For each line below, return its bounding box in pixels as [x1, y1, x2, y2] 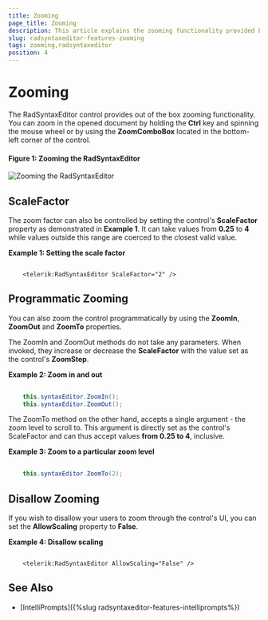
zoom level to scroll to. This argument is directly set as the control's [8, 423, 231, 432]
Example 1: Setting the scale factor [8, 248, 126, 257]
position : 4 [8, 49, 48, 57]
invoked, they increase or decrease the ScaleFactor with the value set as [8, 345, 249, 356]
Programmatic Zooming [8, 292, 129, 306]
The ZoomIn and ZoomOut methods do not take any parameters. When [8, 337, 242, 347]
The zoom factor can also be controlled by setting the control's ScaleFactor [8, 215, 258, 225]
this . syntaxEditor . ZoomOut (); [22, 400, 124, 408]
